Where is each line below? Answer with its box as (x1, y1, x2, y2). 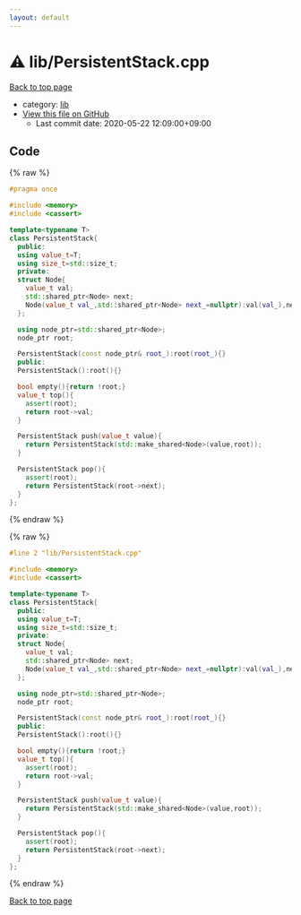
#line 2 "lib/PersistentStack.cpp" (9, 548, 142, 558)
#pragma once (9, 185, 58, 194)
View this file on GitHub (21, 108, 110, 119)
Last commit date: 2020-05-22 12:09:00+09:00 (35, 117, 212, 128)
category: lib (21, 99, 70, 109)
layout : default (9, 13, 70, 22)
